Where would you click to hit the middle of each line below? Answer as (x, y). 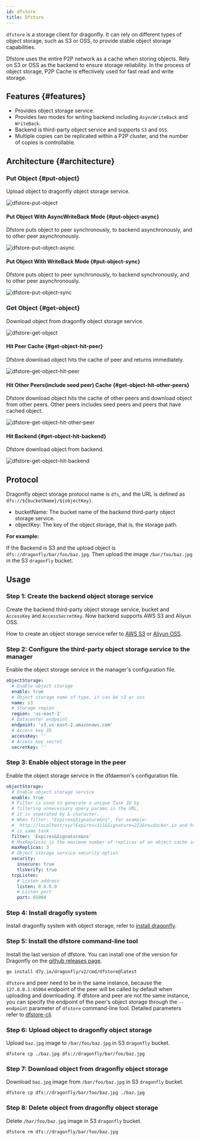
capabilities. (21, 47)
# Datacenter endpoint (40, 720)
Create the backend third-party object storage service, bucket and (88, 609)
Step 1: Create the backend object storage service (80, 596)
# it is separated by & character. (56, 814)
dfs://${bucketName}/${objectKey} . (50, 501)
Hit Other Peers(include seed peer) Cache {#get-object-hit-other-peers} (98, 385)
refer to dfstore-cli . (29, 1014)
